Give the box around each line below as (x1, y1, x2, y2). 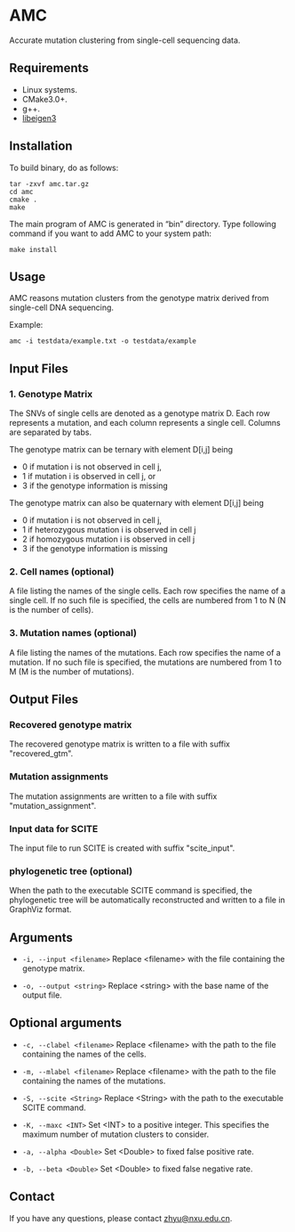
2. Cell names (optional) (9, 565, 115, 577)
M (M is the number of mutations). (9, 665, 135, 677)
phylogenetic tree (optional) (9, 865, 133, 877)
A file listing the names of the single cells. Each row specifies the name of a (9, 585, 286, 597)
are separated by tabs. (9, 427, 92, 437)
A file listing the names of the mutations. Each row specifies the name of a (9, 647, 282, 657)
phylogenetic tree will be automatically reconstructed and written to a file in (9, 894, 286, 905)
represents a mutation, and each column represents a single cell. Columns (9, 418, 282, 428)
